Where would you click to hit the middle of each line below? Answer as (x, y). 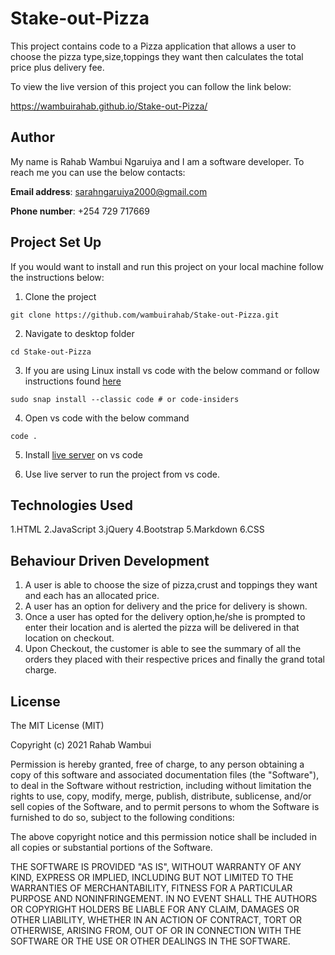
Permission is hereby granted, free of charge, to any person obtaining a (157, 764)
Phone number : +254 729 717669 (80, 211)
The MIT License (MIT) (57, 725)
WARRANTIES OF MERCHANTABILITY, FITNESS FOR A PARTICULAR (151, 888)
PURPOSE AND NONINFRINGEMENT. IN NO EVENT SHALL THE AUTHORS (164, 898)
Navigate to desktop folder (79, 333)
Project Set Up (56, 242)
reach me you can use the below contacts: (98, 172)
